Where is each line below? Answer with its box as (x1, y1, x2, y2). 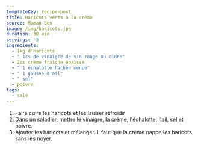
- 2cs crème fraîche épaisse (11, 59, 85, 65)
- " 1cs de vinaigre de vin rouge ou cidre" (11, 54, 125, 60)
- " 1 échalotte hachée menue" (11, 64, 90, 71)
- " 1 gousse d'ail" (11, 70, 63, 76)
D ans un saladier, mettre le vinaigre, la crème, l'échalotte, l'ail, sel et (14, 116, 184, 123)
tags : (6, 87, 20, 93)
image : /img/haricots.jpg (6, 25, 71, 32)
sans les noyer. (14, 135, 53, 142)
